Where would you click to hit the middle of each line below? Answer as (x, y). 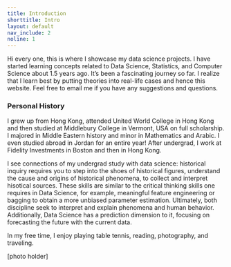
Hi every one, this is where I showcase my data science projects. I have (109, 59)
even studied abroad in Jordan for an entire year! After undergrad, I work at (114, 143)
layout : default (30, 26)
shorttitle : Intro (34, 20)
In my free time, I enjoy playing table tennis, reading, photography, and (108, 236)
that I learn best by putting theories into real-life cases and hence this (106, 81)
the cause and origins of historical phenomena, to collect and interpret (108, 178)
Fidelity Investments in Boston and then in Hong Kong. (84, 150)
